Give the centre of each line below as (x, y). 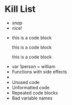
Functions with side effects (39, 72)
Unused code (26, 82)
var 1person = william (34, 66)
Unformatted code (31, 87)
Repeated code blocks (35, 93)
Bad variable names (32, 98)
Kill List (20, 9)
